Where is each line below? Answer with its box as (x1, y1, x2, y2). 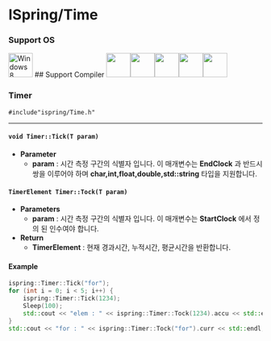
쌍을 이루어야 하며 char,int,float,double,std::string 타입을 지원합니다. (31, 168, 258, 178)
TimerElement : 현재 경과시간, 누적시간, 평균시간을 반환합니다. (31, 243, 231, 252)
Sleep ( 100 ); (23, 302, 63, 310)
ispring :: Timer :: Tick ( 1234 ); (23, 294, 121, 303)
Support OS (8, 35, 55, 46)
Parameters (19, 204, 60, 214)
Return (19, 233, 44, 243)
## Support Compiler (34, 70, 105, 80)
